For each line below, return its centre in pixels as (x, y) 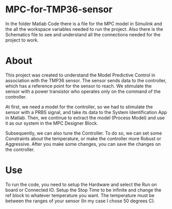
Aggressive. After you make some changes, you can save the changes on (83, 144)
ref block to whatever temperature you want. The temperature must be (80, 195)
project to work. (22, 40)
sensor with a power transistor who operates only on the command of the (83, 91)
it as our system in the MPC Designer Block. (52, 123)
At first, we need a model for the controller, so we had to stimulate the (79, 107)
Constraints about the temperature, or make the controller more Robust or (83, 138)
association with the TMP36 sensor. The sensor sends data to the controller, (86, 80)
